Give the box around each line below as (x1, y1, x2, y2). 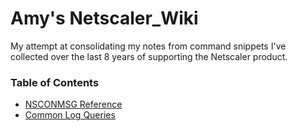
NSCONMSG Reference (24, 98, 123, 111)
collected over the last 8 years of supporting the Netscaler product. (10, 50, 288, 62)
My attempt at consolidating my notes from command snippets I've (10, 40, 287, 52)
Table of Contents (10, 75, 100, 89)
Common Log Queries (24, 109, 116, 121)
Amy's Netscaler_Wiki (10, 7, 199, 30)
